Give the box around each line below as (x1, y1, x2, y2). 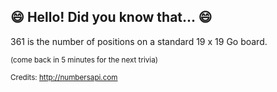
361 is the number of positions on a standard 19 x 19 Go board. (10, 35, 268, 47)
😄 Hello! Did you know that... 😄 (10, 9, 213, 26)
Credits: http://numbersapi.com (10, 72, 118, 82)
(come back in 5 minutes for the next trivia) (10, 55, 158, 65)
